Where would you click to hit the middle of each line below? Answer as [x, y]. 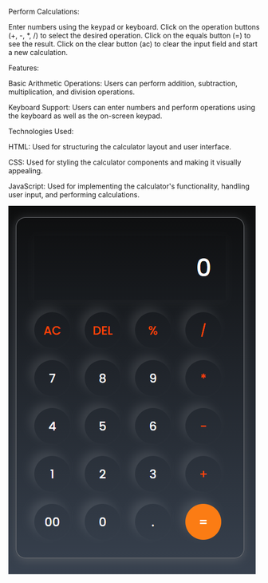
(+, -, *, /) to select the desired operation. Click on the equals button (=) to [130, 36]
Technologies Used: [41, 131]
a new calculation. [38, 52]
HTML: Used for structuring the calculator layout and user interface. [120, 147]
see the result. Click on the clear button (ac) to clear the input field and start [133, 44]
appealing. [26, 171]
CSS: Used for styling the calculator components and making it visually [125, 162]
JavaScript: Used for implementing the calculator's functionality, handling [129, 186]
